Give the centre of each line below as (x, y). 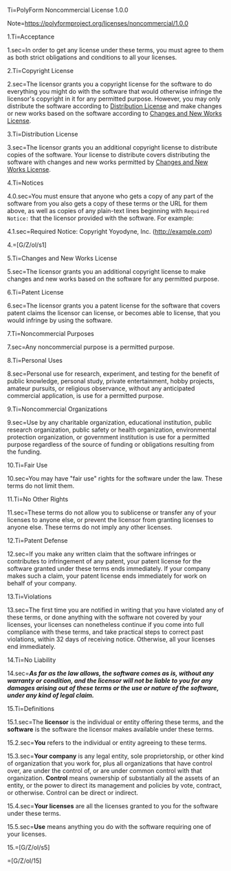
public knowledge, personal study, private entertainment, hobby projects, (111, 381)
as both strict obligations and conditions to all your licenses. (92, 57)
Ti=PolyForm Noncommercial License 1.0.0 (68, 10)
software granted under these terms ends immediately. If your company (109, 569)
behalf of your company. (42, 583)
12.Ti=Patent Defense (37, 540)
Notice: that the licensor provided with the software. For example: (101, 218)
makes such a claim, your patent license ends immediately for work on (107, 576)
